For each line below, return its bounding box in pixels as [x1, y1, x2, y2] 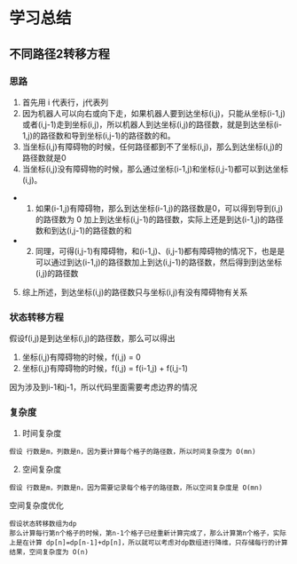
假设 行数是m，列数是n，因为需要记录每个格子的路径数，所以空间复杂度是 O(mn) [9, 483, 263, 493]
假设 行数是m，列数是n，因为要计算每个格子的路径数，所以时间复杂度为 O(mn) [9, 448, 256, 457]
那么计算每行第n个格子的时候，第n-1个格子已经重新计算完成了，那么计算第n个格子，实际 [9, 529, 286, 538]
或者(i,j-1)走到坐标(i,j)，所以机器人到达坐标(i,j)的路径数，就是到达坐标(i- [21, 119, 282, 130]
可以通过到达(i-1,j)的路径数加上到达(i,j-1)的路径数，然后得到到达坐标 [35, 257, 282, 267]
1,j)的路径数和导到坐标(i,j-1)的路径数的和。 [21, 130, 176, 140]
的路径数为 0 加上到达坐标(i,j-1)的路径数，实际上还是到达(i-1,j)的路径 [35, 214, 284, 225]
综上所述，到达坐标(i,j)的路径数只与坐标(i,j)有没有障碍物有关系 [21, 286, 248, 298]
